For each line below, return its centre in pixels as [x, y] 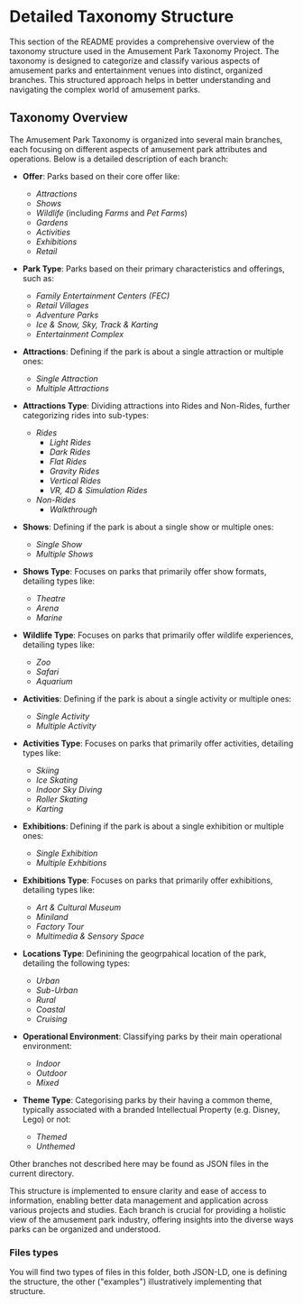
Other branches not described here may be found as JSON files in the [139, 1163]
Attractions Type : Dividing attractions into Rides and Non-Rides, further [156, 405]
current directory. [42, 1173]
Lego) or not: [46, 1119]
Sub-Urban [57, 990]
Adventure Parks [67, 315]
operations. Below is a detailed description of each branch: [119, 159]
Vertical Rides [75, 481]
